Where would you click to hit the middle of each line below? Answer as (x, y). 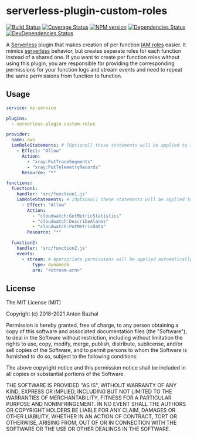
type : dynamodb (50, 265)
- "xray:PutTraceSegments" (60, 162)
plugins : (17, 118)
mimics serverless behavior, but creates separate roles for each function (94, 50)
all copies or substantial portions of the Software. (65, 374)
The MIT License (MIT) (34, 303)
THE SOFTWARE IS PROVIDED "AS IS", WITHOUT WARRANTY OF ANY (91, 385)
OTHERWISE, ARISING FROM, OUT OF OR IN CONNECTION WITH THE (91, 423)
